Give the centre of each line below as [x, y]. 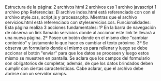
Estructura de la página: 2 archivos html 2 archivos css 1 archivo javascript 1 [81, 7]
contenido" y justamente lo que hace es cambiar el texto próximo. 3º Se [77, 43]
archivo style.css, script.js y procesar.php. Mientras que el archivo [71, 17]
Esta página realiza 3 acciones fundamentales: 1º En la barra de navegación [80, 27]
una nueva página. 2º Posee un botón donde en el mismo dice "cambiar [77, 38]
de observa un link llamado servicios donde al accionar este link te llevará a [80, 33]
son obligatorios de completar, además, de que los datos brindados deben [79, 63]
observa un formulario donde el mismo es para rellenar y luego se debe [76, 48]
